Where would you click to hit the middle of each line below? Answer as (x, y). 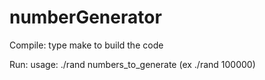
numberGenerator (85, 17)
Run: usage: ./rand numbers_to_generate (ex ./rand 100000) (132, 64)
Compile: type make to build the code (86, 45)
